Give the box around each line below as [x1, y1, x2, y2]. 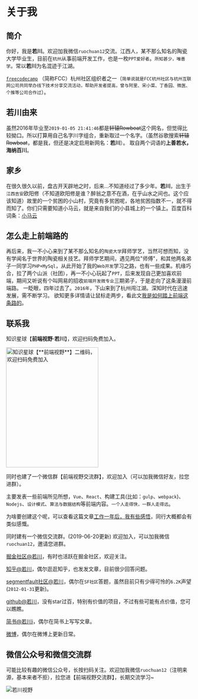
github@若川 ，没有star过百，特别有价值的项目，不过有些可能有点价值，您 [6, 598, 186, 605]
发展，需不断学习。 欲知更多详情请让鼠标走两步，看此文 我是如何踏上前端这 [6, 292, 189, 299]
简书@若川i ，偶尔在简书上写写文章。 [6, 618, 95, 625]
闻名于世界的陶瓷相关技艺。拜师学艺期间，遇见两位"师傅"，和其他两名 [16, 255, 187, 262]
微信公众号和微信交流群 [6, 649, 91, 659]
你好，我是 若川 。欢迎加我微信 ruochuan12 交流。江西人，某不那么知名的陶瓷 [6, 48, 187, 54]
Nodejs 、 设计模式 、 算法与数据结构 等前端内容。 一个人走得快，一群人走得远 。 [6, 500, 174, 507]
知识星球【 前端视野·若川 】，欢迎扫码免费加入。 [6, 335, 119, 342]
